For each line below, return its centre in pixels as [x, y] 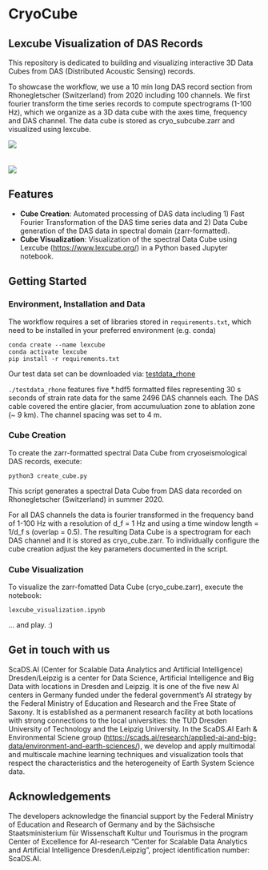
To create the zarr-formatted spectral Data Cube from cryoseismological [128, 452]
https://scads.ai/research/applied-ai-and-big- [181, 737]
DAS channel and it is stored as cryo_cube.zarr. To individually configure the [134, 540]
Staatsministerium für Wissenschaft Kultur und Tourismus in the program [128, 832]
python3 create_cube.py [48, 476]
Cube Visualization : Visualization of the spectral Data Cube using [128, 239]
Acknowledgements [60, 797]
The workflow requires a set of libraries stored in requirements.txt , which [130, 322]
